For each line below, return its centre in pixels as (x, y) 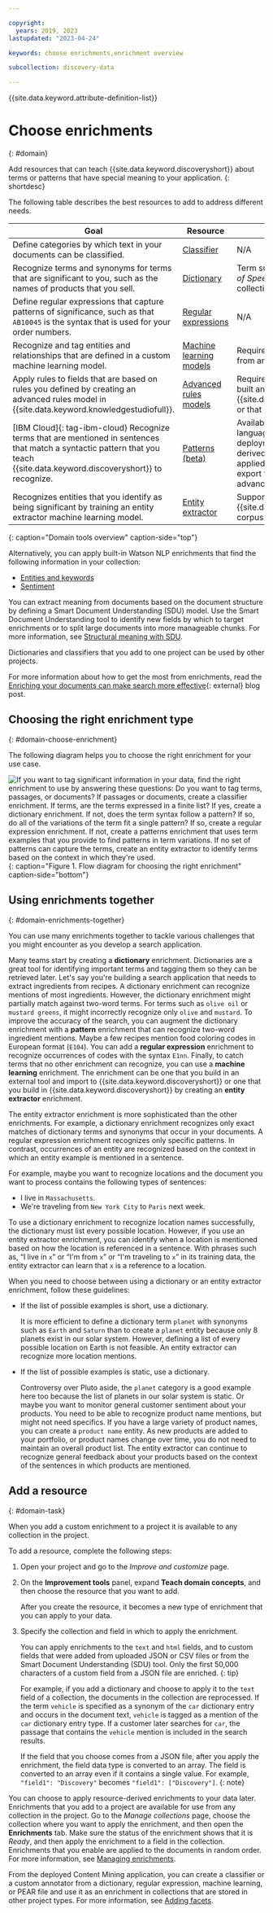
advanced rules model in (60, 400)
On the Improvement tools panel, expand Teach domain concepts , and (141, 1582)
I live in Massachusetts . (58, 1197)
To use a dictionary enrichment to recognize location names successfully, (132, 1222)
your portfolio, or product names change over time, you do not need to (138, 1439)
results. (33, 1740)
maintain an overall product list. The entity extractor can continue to (134, 1448)
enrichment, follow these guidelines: (69, 1289)
